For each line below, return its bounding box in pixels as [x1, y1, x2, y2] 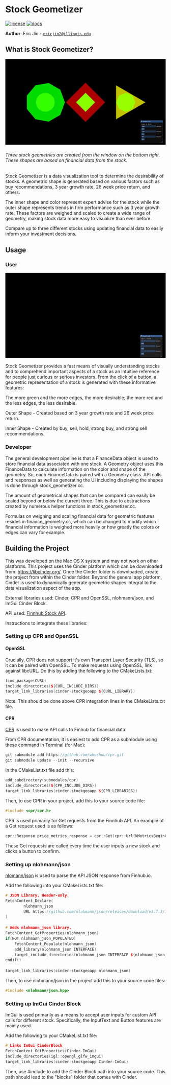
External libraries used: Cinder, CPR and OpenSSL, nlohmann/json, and [5, 594, 154, 601]
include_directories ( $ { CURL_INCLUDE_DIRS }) [5, 683, 99, 688]
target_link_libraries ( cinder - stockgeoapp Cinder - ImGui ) [5, 1059, 129, 1064]
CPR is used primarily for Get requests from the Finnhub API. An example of [5, 817, 164, 823]
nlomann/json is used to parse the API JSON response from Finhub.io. [5, 872, 152, 879]
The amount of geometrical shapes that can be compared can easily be [5, 492, 155, 498]
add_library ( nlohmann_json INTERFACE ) [14, 947, 97, 952]
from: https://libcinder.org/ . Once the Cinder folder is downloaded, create [5, 568, 159, 574]
